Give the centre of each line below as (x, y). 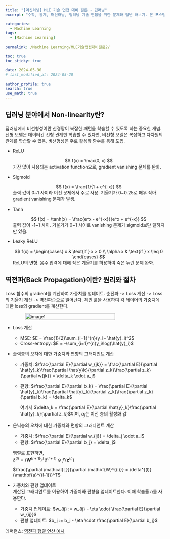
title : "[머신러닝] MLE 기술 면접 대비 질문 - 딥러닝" (56, 10)
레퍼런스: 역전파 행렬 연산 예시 (35, 531)
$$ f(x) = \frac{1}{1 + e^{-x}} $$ (89, 186)
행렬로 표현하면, (28, 453)
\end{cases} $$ (89, 257)
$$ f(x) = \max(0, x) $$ (89, 160)
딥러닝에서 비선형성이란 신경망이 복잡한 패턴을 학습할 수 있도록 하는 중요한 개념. (83, 128)
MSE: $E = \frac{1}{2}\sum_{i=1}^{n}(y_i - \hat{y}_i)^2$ (77, 338)
